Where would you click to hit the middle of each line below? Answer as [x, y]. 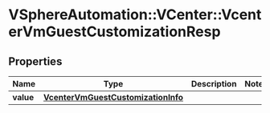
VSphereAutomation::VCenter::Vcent [135, 15]
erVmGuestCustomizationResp [115, 32]
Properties [35, 61]
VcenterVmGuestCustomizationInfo [113, 97]
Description [214, 84]
